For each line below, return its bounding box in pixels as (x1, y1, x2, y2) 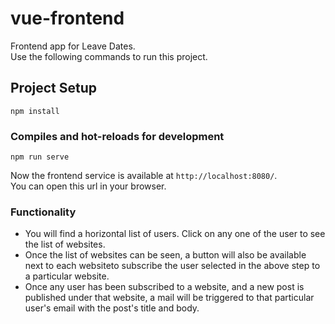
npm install (10, 106, 60, 116)
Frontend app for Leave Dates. (10, 40, 136, 52)
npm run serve (10, 152, 70, 162)
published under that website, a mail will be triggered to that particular (24, 292, 315, 304)
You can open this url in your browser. (10, 180, 167, 192)
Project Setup (10, 80, 98, 97)
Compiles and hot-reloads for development (10, 129, 225, 143)
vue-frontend (10, 7, 125, 30)
